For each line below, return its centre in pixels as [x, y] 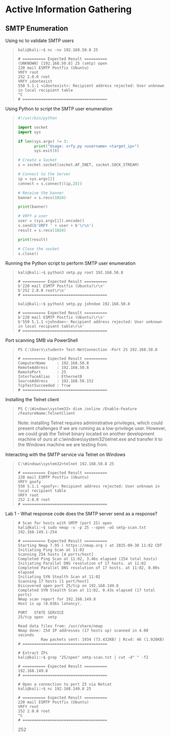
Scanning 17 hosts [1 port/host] [53, 581]
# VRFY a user [33, 216]
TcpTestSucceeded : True [44, 386]
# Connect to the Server [44, 174]
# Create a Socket [37, 160]
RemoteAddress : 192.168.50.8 [53, 368]
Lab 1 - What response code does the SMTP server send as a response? [81, 514]
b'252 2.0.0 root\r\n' [42, 291]
